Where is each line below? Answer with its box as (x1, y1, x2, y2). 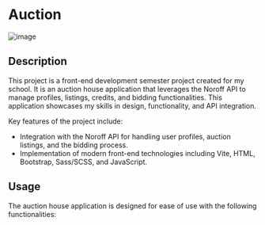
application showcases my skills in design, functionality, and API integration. (8, 101, 257, 110)
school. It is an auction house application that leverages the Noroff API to (8, 84, 247, 93)
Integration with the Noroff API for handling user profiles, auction (19, 132, 231, 141)
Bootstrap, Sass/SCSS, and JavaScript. (19, 157, 148, 166)
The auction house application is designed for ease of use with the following (8, 200, 257, 211)
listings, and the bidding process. (19, 140, 129, 150)
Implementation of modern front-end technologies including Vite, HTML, (19, 148, 256, 158)
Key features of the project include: (8, 116, 123, 126)
